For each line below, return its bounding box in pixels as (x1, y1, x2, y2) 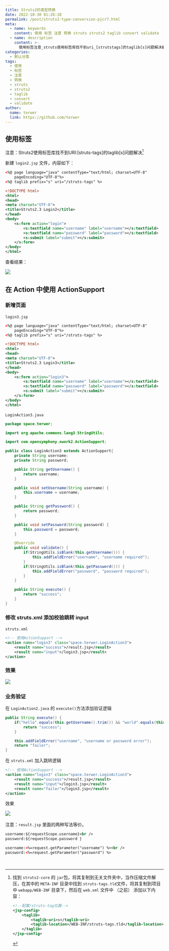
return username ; (23, 471, 59, 477)
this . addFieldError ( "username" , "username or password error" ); (14, 738, 152, 743)
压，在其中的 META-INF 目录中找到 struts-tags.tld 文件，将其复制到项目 (12, 881, 161, 887)
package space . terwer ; (5, 421, 53, 426)
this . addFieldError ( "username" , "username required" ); (32, 555, 150, 560)
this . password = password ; (23, 527, 80, 532)
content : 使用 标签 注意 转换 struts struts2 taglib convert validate (14, 31, 159, 36)
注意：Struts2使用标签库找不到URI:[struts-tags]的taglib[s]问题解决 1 (5, 148, 144, 155)
